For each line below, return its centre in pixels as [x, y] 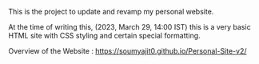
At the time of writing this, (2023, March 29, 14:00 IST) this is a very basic [129, 27]
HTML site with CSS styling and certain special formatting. [105, 36]
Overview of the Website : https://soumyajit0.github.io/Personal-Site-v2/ [128, 51]
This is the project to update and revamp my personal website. [111, 12]
